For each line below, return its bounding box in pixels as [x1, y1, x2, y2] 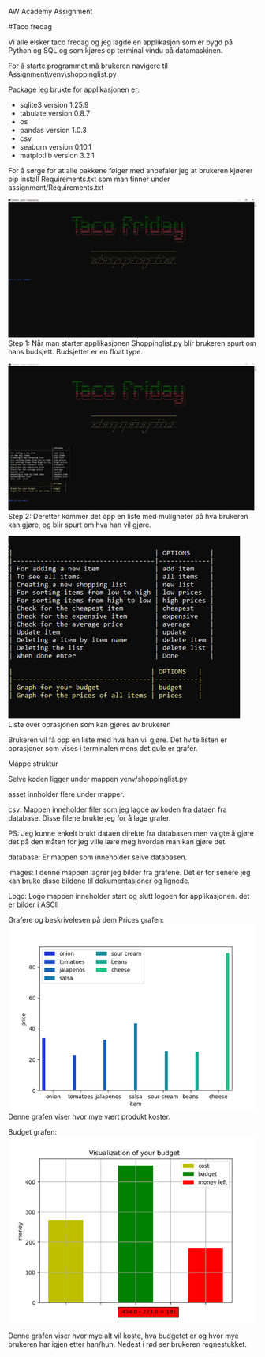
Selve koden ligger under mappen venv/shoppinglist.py [8, 774, 188, 783]
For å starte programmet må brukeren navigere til [8, 61, 168, 70]
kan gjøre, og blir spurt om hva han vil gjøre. [8, 520, 151, 529]
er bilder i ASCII [8, 900, 59, 909]
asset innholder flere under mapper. [8, 789, 125, 798]
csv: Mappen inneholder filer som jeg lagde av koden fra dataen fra [8, 805, 227, 814]
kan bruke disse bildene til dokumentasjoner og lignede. [8, 876, 191, 885]
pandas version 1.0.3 [19, 126, 87, 135]
